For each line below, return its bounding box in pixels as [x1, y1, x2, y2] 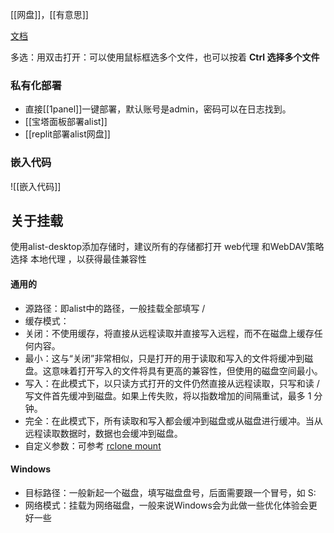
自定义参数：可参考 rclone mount [24, 439, 162, 452]
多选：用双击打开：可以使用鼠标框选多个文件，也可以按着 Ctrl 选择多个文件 [10, 51, 320, 63]
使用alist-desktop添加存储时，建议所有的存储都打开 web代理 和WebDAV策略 [10, 241, 325, 253]
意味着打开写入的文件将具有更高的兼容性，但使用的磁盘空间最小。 [51, 364, 323, 377]
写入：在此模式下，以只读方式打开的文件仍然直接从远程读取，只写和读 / [24, 377, 320, 389]
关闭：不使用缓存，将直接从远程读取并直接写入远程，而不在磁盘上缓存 [24, 327, 315, 339]
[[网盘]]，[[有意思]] [10, 9, 89, 20]
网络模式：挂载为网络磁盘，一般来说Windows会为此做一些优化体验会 [24, 499, 309, 511]
